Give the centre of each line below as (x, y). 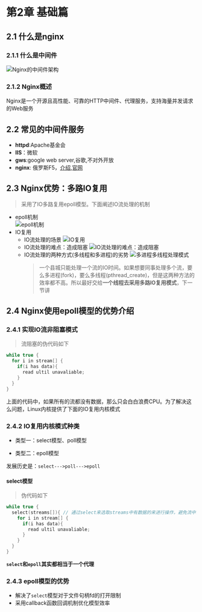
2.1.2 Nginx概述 (29, 86)
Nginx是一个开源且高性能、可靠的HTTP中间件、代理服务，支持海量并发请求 (100, 101)
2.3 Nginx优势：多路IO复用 (57, 189)
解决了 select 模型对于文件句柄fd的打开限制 (68, 596)
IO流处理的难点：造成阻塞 (56, 247)
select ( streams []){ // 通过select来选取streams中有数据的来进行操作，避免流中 (104, 512)
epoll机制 (26, 217)
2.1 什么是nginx (35, 37)
